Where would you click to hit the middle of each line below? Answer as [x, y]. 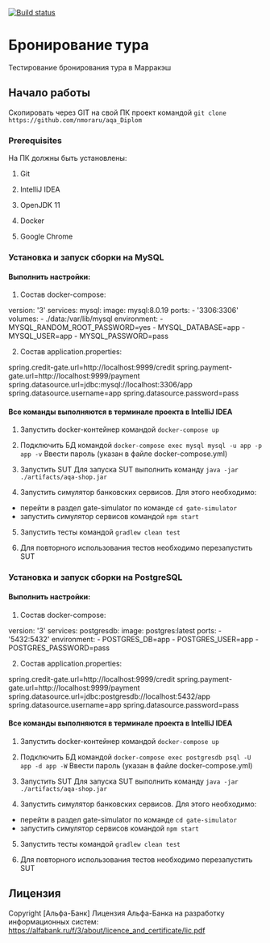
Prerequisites [35, 140]
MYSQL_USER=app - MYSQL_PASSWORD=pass [89, 336]
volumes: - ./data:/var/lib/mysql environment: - [86, 319]
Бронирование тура [79, 45]
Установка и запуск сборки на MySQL [86, 257]
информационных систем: [54, 921]
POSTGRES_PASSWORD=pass [59, 648]
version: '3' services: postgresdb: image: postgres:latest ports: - [115, 630]
